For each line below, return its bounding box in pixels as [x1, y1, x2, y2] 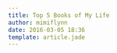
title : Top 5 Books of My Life [8, 11, 110, 19]
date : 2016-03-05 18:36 [8, 26, 86, 34]
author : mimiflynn [8, 19, 68, 26]
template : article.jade [8, 33, 86, 41]
